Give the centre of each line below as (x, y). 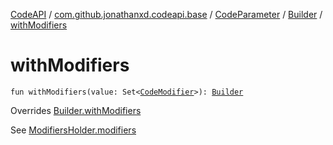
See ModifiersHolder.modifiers (73, 130)
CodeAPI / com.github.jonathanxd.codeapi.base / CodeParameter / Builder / (166, 14)
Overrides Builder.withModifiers (76, 110)
